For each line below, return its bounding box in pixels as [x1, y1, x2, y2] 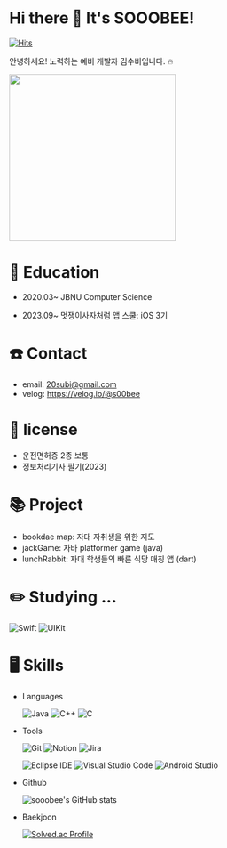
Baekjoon [21, 812, 58, 822]
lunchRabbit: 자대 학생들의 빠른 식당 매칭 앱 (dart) [21, 553, 197, 564]
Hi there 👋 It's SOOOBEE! [9, 8, 195, 28]
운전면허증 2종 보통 [21, 449, 90, 461]
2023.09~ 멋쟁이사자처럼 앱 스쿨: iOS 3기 [21, 310, 168, 320]
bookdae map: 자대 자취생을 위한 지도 [21, 531, 155, 542]
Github [21, 777, 47, 787]
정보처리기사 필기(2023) [21, 461, 107, 472]
